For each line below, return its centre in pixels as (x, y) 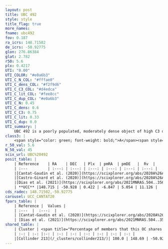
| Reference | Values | (40, 206)
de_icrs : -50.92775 (25, 47)
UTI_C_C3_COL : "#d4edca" (31, 89)
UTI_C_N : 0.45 (20, 103)
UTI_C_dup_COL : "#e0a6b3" (32, 98)
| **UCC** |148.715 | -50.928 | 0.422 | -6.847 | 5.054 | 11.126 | (86, 187)
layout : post (19, 10)
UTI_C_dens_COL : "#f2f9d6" (33, 84)
